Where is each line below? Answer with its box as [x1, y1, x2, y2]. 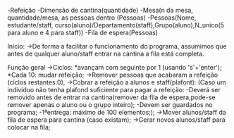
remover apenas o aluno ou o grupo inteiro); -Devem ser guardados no [7, 101, 213, 108]
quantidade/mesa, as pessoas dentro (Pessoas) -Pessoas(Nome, [7, 13, 197, 22]
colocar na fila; [7, 123, 51, 131]
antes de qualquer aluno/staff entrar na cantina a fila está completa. [7, 49, 204, 58]
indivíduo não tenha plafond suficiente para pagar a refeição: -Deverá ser [7, 86, 221, 94]
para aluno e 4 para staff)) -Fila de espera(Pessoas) [7, 28, 159, 37]
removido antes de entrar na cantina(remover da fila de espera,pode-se [7, 93, 216, 101]
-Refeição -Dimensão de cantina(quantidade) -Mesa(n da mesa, [7, 6, 194, 14]
